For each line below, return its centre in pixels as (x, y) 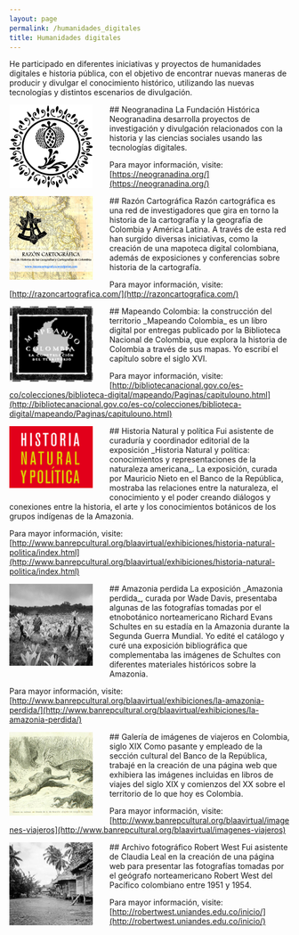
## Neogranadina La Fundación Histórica (185, 110)
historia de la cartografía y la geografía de (186, 220)
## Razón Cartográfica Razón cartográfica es (193, 201)
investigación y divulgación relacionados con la (196, 128)
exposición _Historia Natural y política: (180, 450)
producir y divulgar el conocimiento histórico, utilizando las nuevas (132, 83)
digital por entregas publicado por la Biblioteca (195, 331)
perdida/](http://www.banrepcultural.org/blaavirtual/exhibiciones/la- (134, 710)
